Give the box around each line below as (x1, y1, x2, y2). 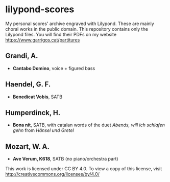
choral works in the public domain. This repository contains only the (5, 26, 148, 32)
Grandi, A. (5, 52, 38, 60)
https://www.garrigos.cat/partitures (5, 37, 80, 43)
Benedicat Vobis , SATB (12, 94, 63, 100)
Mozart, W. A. (5, 142, 50, 151)
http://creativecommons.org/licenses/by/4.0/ (5, 171, 100, 177)
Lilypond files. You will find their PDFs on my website (5, 31, 116, 37)
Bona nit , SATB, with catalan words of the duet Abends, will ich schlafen (12, 122, 165, 128)
